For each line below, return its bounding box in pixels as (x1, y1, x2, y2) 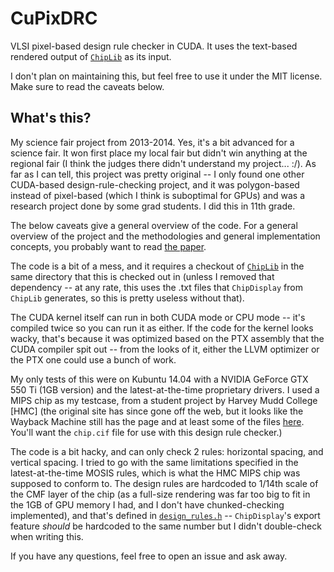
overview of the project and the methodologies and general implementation (10, 230, 321, 242)
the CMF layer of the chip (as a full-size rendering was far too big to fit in (10, 488, 311, 500)
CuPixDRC (10, 7, 98, 30)
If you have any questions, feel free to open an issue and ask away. (10, 550, 288, 562)
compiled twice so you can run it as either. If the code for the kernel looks (10, 322, 314, 334)
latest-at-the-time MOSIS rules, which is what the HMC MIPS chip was (10, 467, 301, 479)
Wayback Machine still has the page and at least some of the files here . (10, 415, 305, 427)
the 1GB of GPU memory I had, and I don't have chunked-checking (10, 498, 285, 511)
